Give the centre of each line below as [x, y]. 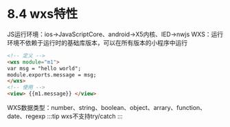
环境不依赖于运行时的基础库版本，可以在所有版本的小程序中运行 [97, 42]
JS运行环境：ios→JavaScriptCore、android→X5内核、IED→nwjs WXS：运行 [115, 34]
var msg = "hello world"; [44, 68]
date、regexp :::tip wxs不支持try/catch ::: [65, 116]
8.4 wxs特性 [43, 14]
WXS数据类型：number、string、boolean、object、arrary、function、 [107, 108]
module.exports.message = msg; [52, 75]
